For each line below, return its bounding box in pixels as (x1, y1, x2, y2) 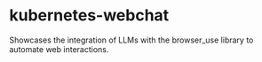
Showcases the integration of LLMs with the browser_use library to (9, 35, 254, 45)
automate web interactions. (9, 43, 109, 54)
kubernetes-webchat (9, 5, 170, 26)
